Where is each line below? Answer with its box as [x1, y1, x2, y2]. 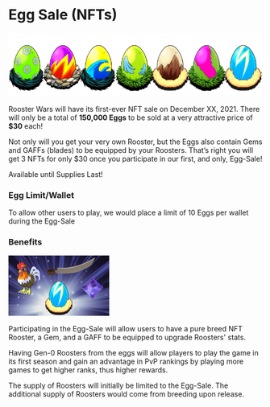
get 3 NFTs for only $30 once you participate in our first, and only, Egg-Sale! [8, 154, 263, 163]
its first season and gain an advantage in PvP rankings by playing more [8, 356, 244, 366]
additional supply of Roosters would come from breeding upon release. [8, 388, 244, 399]
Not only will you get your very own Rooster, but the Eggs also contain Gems [8, 137, 263, 146]
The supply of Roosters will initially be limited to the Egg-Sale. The [8, 380, 229, 390]
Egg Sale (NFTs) [8, 6, 118, 24]
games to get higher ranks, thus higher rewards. [8, 364, 168, 375]
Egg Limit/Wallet [8, 189, 75, 200]
